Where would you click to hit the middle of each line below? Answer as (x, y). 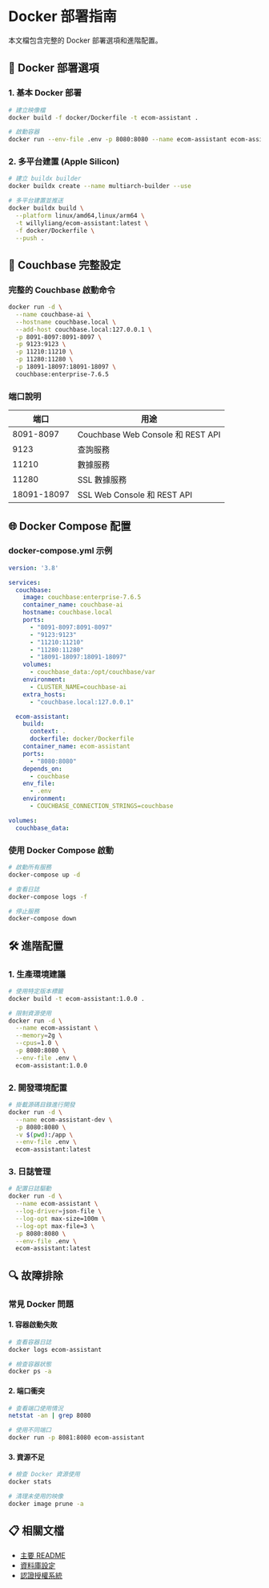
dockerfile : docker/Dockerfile (82, 739)
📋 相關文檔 (36, 1531)
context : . (48, 732)
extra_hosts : (44, 694)
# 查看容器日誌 (30, 1342)
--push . (30, 238)
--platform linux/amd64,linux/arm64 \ (80, 215)
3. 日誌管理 (30, 1172)
